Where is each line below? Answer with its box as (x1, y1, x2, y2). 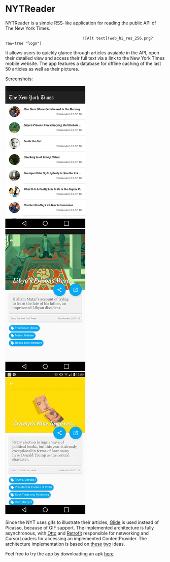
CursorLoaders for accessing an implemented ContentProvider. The (5, 535, 147, 541)
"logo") (25, 41, 42, 46)
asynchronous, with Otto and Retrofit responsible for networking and (5, 530, 149, 536)
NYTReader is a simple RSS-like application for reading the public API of (5, 20, 156, 26)
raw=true (5, 41, 24, 46)
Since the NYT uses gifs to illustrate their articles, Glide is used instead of (5, 519, 159, 525)
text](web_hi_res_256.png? (96, 36, 153, 41)
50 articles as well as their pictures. (5, 65, 80, 72)
